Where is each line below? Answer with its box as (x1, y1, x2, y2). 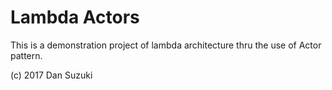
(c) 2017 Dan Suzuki (10, 69, 93, 81)
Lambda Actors (10, 6, 140, 29)
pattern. (10, 49, 43, 61)
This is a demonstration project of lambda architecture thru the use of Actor (10, 39, 322, 51)
